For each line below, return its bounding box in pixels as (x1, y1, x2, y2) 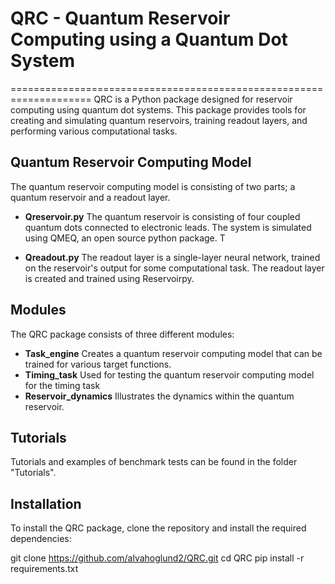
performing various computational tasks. (10, 125, 178, 137)
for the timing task (24, 379, 101, 391)
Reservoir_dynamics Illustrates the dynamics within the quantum (24, 390, 295, 402)
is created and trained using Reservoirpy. (24, 272, 195, 284)
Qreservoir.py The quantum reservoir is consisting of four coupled (24, 210, 301, 222)
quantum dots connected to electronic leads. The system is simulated (24, 221, 312, 233)
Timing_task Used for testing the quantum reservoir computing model (24, 368, 315, 381)
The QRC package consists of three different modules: (10, 328, 235, 340)
